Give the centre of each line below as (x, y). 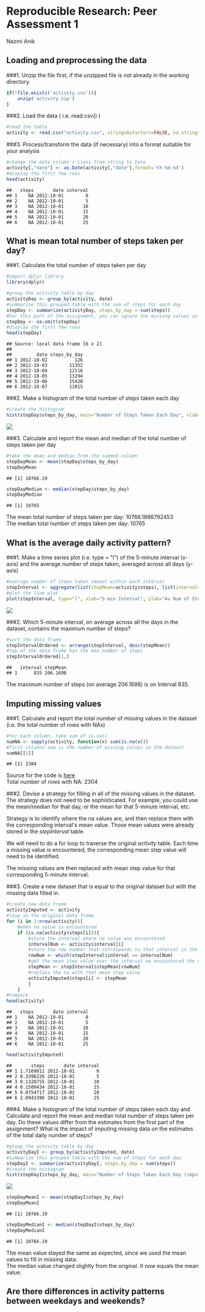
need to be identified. (33, 857)
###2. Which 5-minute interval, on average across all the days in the (92, 622)
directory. (18, 81)
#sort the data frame (34, 639)
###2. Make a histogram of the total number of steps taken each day (93, 398)
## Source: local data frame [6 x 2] (54, 344)
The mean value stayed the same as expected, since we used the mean (96, 1253)
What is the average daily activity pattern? (89, 543)
